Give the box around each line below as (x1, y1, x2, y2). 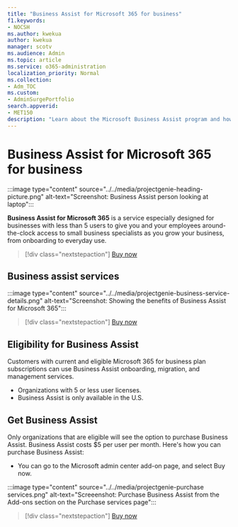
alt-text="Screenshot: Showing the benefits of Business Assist (44, 297, 227, 305)
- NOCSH (7, 23, 30, 30)
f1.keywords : (7, 17, 46, 24)
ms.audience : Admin (7, 50, 65, 57)
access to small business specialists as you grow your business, (36, 228, 225, 237)
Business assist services (7, 270, 120, 282)
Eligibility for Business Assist (7, 338, 140, 351)
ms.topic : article (7, 57, 62, 64)
